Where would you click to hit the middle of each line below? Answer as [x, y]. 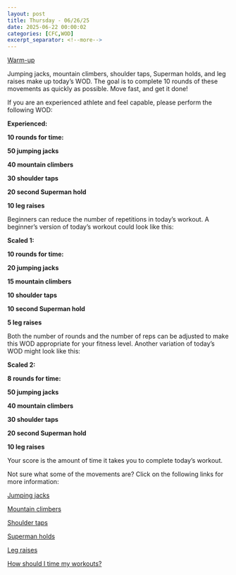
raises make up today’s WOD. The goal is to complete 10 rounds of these [113, 81]
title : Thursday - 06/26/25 [49, 20]
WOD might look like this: [44, 351]
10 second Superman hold [46, 309]
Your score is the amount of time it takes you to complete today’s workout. [115, 461]
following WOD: [30, 110]
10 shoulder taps [32, 295]
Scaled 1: [21, 241]
